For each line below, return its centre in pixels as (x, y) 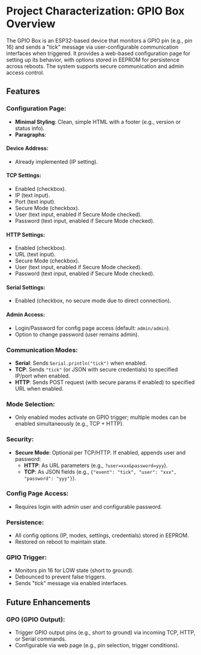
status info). (30, 128)
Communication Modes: (42, 350)
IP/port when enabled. (42, 376)
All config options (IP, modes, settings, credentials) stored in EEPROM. (102, 535)
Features (23, 92)
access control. (25, 72)
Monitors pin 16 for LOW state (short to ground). (74, 571)
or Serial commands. (40, 639)
